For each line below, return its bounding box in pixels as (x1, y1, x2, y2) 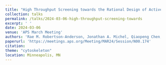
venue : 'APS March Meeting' (5, 30, 63, 35)
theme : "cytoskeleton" (5, 48, 52, 53)
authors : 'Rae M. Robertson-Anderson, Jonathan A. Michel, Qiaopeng (5, 35, 149, 40)
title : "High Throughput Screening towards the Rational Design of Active (5, 7, 163, 12)
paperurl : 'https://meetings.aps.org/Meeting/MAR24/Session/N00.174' (5, 39, 152, 44)
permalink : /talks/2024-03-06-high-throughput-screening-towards (5, 16, 142, 21)
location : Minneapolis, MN (5, 52, 61, 58)
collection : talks (5, 12, 43, 17)
